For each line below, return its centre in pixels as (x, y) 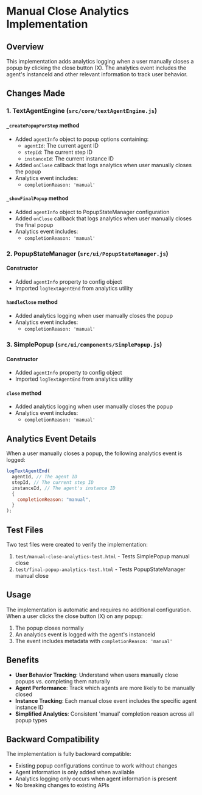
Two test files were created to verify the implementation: (77, 545)
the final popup (34, 225)
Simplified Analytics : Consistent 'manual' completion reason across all (104, 714)
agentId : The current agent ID (61, 145)
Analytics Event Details (51, 438)
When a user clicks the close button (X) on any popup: (75, 616)
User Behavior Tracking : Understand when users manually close (96, 675)
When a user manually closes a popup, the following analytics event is (94, 453)
